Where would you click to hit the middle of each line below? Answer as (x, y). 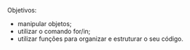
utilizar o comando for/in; (54, 31)
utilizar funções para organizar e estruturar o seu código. (100, 39)
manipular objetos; (44, 24)
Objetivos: (22, 10)
